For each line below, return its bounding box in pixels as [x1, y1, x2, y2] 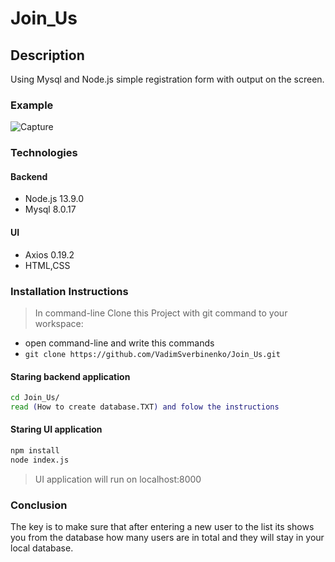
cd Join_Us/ [10, 393, 60, 403]
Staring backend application [10, 370, 131, 382]
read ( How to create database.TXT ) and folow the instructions [10, 402, 280, 412]
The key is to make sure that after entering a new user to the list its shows [10, 521, 315, 533]
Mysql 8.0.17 [24, 203, 77, 216]
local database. [10, 542, 74, 554]
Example [10, 98, 54, 112]
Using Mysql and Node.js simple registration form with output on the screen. [10, 73, 325, 85]
